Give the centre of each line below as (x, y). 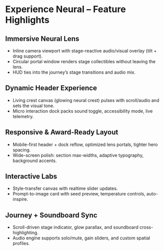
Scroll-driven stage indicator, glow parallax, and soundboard (75, 227)
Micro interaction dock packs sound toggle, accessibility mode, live (83, 111)
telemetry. (23, 116)
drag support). (28, 56)
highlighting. (25, 233)
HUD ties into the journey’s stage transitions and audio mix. (74, 72)
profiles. (21, 243)
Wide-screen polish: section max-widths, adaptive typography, (78, 155)
